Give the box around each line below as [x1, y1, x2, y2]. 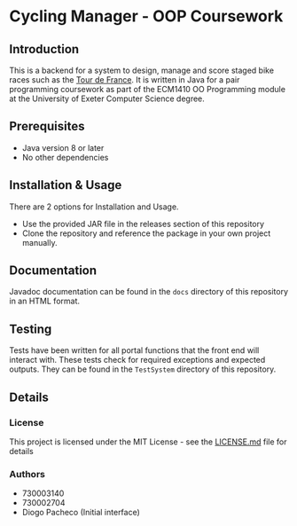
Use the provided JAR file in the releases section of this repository [21, 218, 264, 229]
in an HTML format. [9, 295, 81, 307]
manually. [21, 237, 58, 247]
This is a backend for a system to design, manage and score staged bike [9, 65, 275, 75]
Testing [9, 321, 52, 336]
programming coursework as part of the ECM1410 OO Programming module [9, 84, 286, 94]
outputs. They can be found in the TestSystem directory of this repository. [9, 364, 277, 374]
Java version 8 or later [21, 142, 105, 153]
